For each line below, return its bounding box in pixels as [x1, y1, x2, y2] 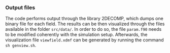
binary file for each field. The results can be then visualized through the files [5, 21, 165, 27]
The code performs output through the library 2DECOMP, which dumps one [5, 16, 163, 22]
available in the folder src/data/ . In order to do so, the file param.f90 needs [5, 26, 162, 32]
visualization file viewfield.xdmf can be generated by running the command [5, 37, 164, 43]
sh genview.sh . [5, 42, 37, 48]
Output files [5, 4, 36, 11]
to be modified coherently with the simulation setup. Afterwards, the [5, 32, 148, 38]
